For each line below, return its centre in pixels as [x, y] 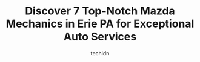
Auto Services [100, 37]
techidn [100, 53]
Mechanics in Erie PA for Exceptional [100, 24]
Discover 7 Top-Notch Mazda [100, 11]
